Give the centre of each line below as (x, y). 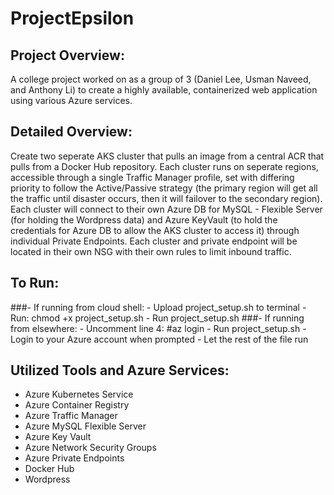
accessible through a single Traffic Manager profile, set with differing (152, 177)
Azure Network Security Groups (90, 448)
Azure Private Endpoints (74, 458)
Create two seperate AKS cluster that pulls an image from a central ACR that (167, 156)
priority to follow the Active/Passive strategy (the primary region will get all (164, 188)
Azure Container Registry (77, 405)
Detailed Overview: (71, 132)
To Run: (35, 283)
